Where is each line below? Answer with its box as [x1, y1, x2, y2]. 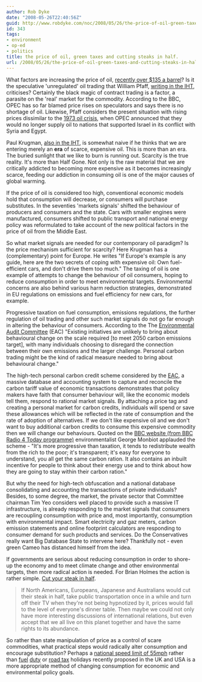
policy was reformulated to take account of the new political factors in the [6, 221, 189, 228]
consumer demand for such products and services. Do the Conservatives [6, 531, 188, 538]
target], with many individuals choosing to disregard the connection [6, 340, 174, 348]
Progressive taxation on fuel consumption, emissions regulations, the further [6, 308, 196, 316]
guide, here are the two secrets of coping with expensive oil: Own [6, 258, 170, 266]
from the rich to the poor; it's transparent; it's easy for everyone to [6, 448, 171, 456]
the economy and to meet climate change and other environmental [14, 562, 179, 569]
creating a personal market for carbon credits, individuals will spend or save [6, 404, 194, 411]
